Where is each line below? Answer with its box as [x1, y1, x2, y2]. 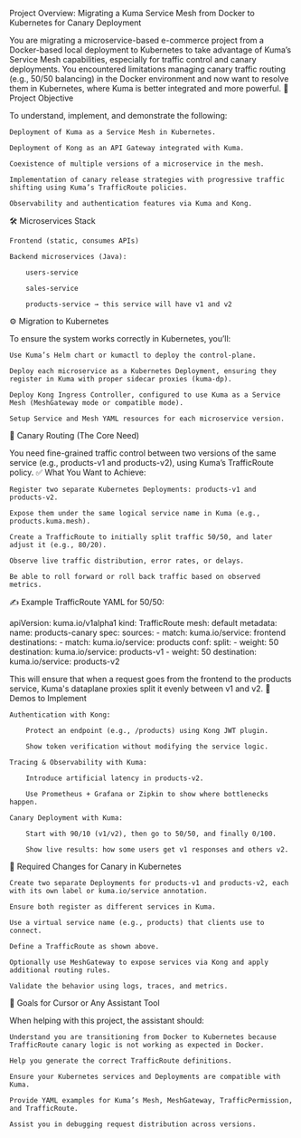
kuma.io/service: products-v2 [9, 656, 120, 667]
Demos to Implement [9, 693, 88, 703]
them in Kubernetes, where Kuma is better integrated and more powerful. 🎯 [9, 83, 289, 93]
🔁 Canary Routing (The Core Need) [9, 430, 140, 440]
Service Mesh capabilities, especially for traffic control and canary [9, 54, 257, 64]
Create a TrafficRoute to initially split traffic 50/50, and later [9, 533, 273, 542]
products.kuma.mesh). [9, 516, 91, 526]
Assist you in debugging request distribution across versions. [9, 1120, 257, 1129]
